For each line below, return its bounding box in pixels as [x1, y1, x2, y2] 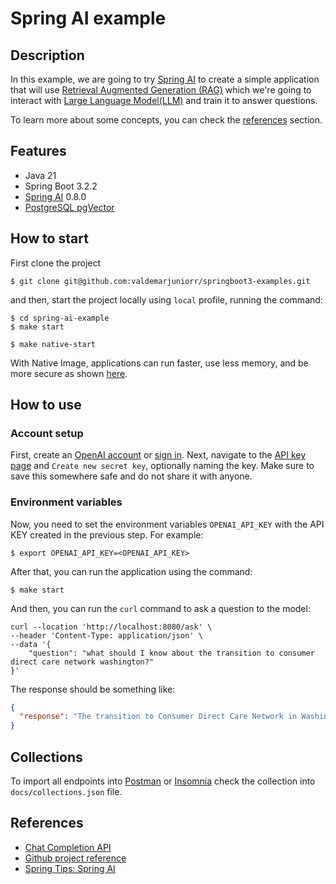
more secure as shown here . [10, 367, 128, 379]
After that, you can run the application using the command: [10, 565, 253, 577]
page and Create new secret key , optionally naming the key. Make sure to [10, 460, 315, 472]
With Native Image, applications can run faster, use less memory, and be [10, 357, 309, 369]
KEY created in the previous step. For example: [10, 528, 204, 541]
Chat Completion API [24, 841, 112, 853]
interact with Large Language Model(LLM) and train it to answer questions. [10, 95, 318, 106]
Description [10, 47, 85, 64]
